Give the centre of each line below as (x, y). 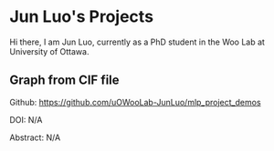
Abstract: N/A (35, 137)
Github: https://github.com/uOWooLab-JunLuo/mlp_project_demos (136, 102)
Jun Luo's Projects (81, 17)
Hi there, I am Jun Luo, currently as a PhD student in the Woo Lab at (137, 42)
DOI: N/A (26, 119)
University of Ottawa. (49, 51)
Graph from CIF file (65, 81)
